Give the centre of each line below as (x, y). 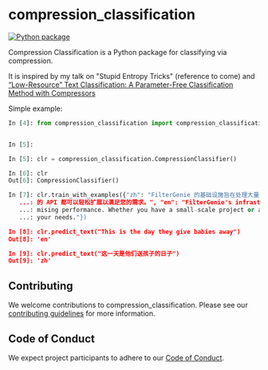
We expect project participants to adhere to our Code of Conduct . (116, 357)
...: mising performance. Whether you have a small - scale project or (137, 210)
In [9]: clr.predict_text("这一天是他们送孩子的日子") (94, 254)
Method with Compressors (52, 92)
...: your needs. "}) (53, 217)
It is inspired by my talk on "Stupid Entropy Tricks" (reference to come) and (132, 76)
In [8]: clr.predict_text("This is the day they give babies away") (124, 232)
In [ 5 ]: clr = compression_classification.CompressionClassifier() (123, 159)
